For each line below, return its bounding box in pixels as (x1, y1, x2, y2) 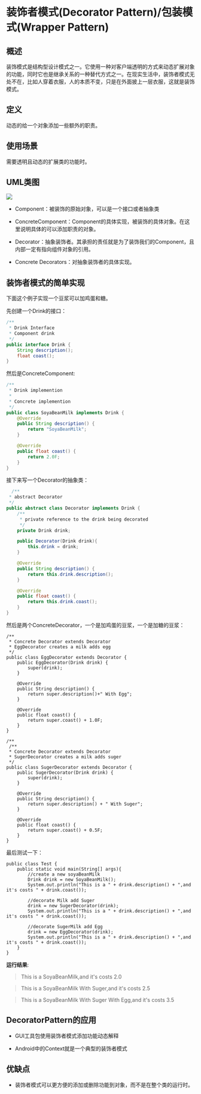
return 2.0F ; (28, 454, 60, 460)
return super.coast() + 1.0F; (28, 717, 103, 723)
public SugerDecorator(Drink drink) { (17, 770, 114, 776)
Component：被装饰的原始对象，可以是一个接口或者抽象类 (14, 205, 160, 212)
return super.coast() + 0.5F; (28, 827, 103, 833)
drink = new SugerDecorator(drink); (28, 902, 119, 908)
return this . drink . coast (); (28, 599, 98, 605)
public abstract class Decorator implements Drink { (6, 505, 141, 511)
